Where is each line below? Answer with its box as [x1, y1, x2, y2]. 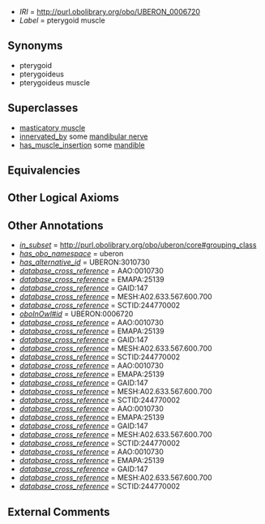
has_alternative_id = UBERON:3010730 [19, 257, 151, 267]
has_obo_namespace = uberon [19, 249, 124, 259]
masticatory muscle [19, 122, 86, 132]
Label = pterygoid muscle [19, 15, 106, 25]
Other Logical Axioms [7, 191, 119, 205]
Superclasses [7, 101, 79, 115]
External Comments [7, 505, 110, 518]
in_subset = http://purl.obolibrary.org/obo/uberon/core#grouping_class [19, 240, 257, 250]
